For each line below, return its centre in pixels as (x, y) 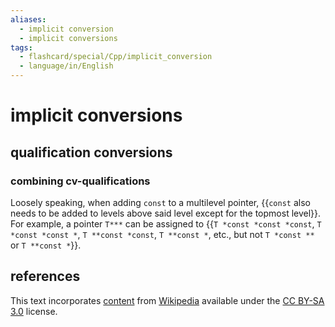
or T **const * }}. (46, 245)
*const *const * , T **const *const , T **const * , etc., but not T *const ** (162, 234)
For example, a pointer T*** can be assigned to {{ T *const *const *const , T (166, 223)
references (45, 276)
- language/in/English (66, 66)
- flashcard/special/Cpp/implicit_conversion (116, 57)
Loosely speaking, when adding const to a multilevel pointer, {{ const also (160, 202)
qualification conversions (91, 152)
